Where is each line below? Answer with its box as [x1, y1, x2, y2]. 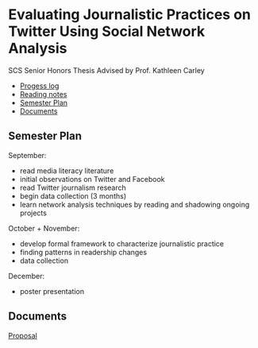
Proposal [8, 331, 37, 340]
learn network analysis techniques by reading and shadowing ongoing [19, 199, 250, 209]
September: [8, 150, 47, 160]
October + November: [8, 223, 80, 233]
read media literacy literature [19, 165, 114, 176]
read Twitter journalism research [19, 183, 127, 192]
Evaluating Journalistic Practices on [8, 6, 252, 24]
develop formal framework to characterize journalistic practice [19, 238, 225, 248]
